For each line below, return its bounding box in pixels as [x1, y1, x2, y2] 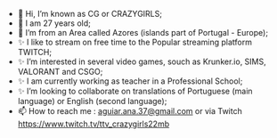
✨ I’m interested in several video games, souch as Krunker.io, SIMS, [17, 56, 267, 67]
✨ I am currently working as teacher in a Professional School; [17, 76, 243, 86]
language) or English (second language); [17, 96, 167, 106]
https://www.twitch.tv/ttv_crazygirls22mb [17, 118, 170, 129]
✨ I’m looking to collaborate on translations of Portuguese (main [17, 85, 253, 96]
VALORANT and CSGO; [17, 67, 103, 77]
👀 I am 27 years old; [17, 18, 92, 28]
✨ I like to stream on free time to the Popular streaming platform [17, 37, 252, 47]
